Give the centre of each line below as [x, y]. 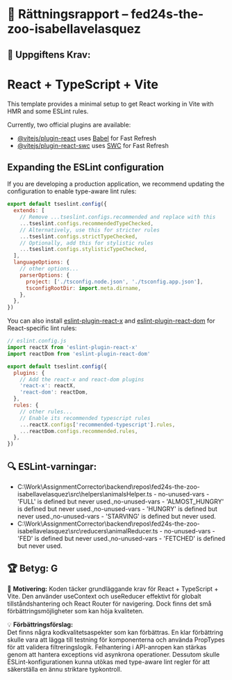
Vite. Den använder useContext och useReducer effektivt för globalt [104, 596]
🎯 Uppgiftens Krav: [49, 55]
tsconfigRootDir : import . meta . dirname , [83, 288]
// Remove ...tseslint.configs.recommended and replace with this [118, 217]
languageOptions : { [42, 262]
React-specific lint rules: [42, 328]
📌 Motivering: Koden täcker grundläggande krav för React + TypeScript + [113, 589]
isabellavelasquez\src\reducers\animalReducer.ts [88, 531]
